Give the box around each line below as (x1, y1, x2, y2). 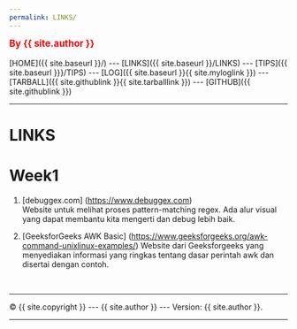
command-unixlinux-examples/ (21, 240, 136, 250)
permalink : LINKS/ (9, 12, 77, 22)
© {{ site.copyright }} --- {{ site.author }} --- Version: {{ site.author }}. (9, 302, 263, 312)
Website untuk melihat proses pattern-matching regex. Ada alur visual (21, 204, 277, 215)
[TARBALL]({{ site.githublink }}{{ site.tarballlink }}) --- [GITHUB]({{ (9, 76, 251, 87)
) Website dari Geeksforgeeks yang (135, 240, 264, 250)
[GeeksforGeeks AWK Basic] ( (21, 231, 132, 241)
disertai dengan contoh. (21, 258, 110, 270)
